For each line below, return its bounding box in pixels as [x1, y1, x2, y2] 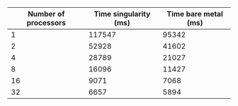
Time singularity [93, 9, 151, 18]
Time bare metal [166, 9, 223, 18]
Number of [27, 9, 65, 18]
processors [26, 18, 66, 28]
